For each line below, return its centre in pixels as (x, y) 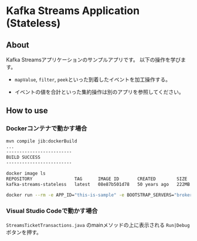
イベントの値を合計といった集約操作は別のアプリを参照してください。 (99, 92)
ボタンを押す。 (24, 232)
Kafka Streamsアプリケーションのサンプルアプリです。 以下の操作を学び (94, 60)
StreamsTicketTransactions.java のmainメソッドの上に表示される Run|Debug (98, 225)
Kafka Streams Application (73, 11)
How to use (27, 111)
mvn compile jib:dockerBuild (42, 141)
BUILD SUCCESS (23, 157)
